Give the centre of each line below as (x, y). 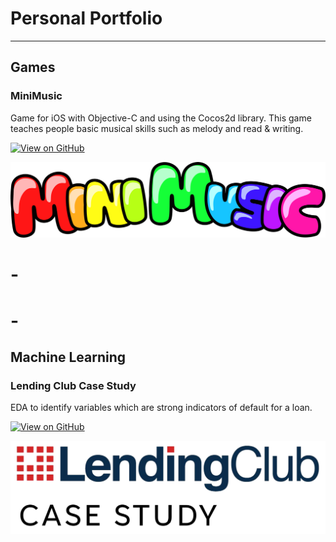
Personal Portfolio (86, 18)
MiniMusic (36, 96)
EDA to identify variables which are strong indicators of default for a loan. (161, 408)
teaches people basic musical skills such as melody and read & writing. (157, 128)
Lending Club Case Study (73, 385)
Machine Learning (68, 357)
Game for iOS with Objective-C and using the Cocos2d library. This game (161, 118)
